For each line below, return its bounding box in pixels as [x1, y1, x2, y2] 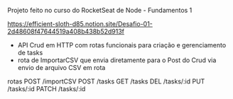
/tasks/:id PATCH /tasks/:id [7, 85, 86, 93]
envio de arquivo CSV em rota [17, 64, 106, 71]
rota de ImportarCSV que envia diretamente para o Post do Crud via [17, 56, 217, 64]
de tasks [17, 49, 43, 57]
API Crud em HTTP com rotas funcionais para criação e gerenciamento [17, 41, 227, 49]
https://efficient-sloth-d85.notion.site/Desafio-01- [7, 20, 153, 28]
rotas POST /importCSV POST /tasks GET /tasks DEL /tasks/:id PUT [7, 77, 205, 86]
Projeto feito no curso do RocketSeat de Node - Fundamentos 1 [7, 6, 193, 14]
